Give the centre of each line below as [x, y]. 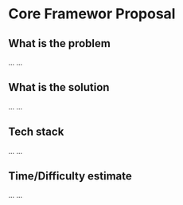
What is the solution [59, 87]
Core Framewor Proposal [92, 14]
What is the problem [60, 43]
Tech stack [36, 132]
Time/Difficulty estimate [70, 176]
